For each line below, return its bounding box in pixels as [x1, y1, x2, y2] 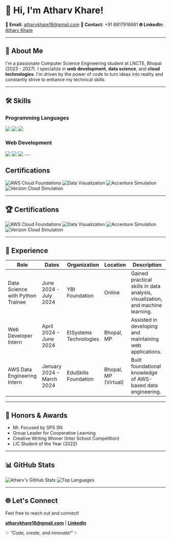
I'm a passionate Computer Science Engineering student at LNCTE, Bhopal [5, 60, 162, 66]
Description [132, 262, 162, 269]
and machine [131, 302, 162, 309]
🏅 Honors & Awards [5, 411, 68, 419]
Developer [8, 332, 33, 339]
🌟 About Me [5, 47, 43, 55]
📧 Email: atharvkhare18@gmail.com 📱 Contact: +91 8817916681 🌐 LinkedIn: [5, 21, 164, 27]
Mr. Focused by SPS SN [12, 424, 63, 431]
